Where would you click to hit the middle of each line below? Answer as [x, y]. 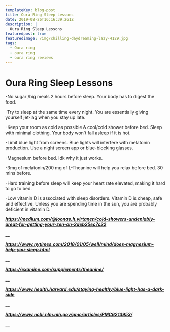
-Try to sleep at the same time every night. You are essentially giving [77, 112]
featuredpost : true [26, 34]
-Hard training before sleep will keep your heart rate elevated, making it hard [85, 183]
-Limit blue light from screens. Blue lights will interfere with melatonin [78, 143]
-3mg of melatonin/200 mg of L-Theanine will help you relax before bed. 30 [84, 168]
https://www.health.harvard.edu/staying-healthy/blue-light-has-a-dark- [85, 289]
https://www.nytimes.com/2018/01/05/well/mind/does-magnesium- [80, 244]
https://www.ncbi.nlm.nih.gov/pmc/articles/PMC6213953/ [69, 315]
